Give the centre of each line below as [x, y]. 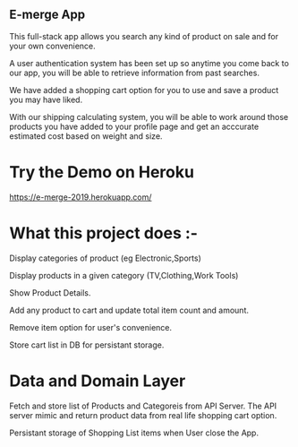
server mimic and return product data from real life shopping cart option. [143, 415]
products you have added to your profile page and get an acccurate [134, 126]
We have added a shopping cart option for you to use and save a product [144, 90]
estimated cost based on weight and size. [86, 136]
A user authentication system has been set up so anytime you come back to [149, 63]
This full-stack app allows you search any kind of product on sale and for [144, 36]
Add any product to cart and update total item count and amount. [129, 310]
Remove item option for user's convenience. [91, 327]
